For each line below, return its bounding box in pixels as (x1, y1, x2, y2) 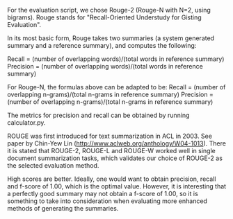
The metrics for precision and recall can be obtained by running (7, 111, 190, 119)
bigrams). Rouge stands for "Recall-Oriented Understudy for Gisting (7, 13, 202, 21)
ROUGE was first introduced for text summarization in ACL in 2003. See (7, 132, 212, 140)
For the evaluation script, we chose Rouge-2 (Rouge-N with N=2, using (7, 6, 211, 14)
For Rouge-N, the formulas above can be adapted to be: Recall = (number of (7, 83, 226, 91)
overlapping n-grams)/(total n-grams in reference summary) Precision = (7, 90, 214, 98)
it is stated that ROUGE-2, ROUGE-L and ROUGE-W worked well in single (7, 147, 216, 155)
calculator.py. (7, 119, 46, 127)
